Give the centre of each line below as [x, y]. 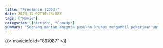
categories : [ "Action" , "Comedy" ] [40, 23]
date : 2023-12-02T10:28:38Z [33, 14]
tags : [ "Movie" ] [21, 18]
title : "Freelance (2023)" [32, 9]
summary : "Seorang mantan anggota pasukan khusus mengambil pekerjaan [78, 27]
